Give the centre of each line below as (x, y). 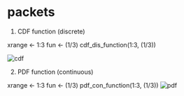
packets (31, 12)
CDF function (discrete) (51, 31)
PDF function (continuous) (55, 72)
